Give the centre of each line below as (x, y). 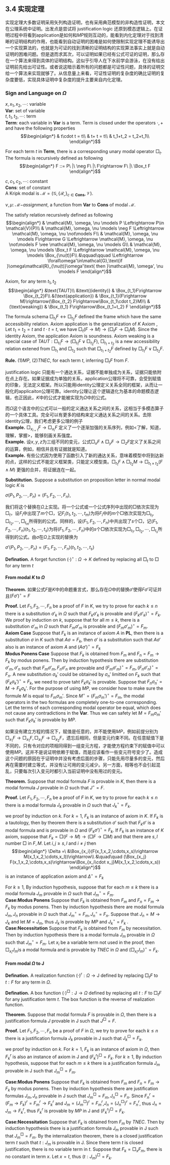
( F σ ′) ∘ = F (20, 595)
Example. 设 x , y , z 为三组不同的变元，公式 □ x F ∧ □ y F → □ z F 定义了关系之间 (83, 442)
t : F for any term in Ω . (28, 982)
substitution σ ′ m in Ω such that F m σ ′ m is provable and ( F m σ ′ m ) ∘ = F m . (77, 626)
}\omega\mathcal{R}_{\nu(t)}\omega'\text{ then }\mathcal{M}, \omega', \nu (85, 266)
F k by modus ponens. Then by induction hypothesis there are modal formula (85, 907)
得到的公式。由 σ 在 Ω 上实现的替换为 (42, 537)
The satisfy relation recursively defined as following (59, 215)
